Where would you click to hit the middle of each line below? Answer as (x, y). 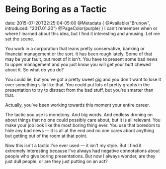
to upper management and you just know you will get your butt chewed (78, 64)
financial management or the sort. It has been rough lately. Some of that (79, 54)
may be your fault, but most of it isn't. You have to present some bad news (82, 59)
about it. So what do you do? (35, 70)
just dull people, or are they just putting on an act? (56, 161)
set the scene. (20, 39)
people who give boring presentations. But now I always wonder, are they (80, 156)
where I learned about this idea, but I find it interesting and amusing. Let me (83, 33)
